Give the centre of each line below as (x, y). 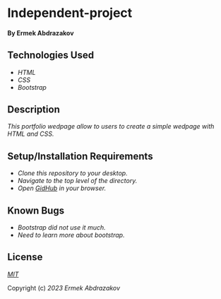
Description (34, 109)
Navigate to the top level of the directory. (77, 181)
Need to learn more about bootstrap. (71, 235)
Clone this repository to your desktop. (73, 173)
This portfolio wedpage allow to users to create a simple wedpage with (111, 127)
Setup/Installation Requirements (80, 156)
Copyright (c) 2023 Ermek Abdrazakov (64, 288)
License (25, 257)
